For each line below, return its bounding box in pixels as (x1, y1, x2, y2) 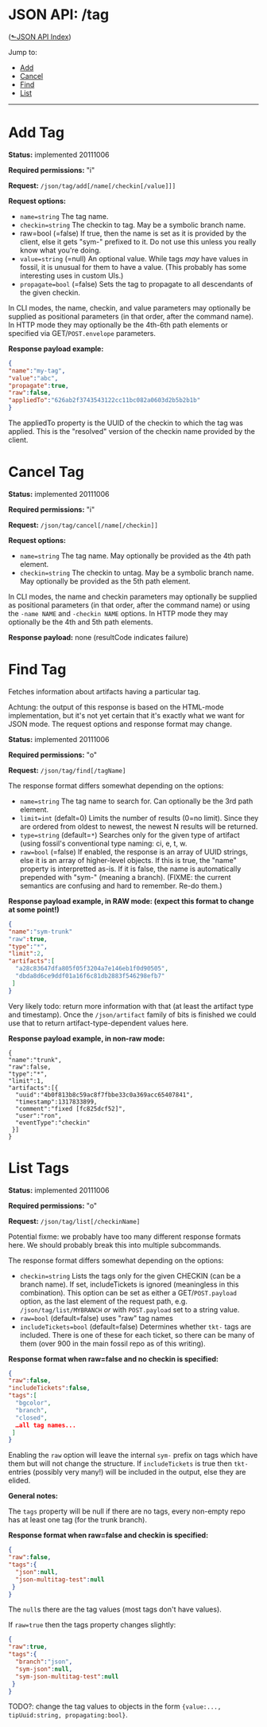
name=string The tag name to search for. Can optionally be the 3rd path (19, 796, 253, 806)
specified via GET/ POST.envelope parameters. (8, 328, 157, 338)
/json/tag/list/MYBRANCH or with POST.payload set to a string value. (19, 1304, 240, 1315)
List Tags (8, 1158, 70, 1177)
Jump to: (8, 47, 37, 57)
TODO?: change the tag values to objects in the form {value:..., (8, 1702, 222, 1711)
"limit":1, (8, 1076, 44, 1084)
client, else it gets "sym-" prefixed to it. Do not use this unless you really (19, 236, 257, 246)
